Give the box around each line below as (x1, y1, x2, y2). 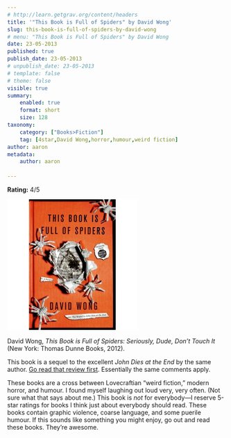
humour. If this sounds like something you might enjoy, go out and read (7, 416, 210, 424)
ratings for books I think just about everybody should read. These (19, 401, 207, 409)
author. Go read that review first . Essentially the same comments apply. (7, 366, 211, 373)
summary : (7, 92, 33, 99)
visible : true (7, 84, 49, 92)
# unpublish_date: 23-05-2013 (7, 63, 95, 70)
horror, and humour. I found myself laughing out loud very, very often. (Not (7, 386, 221, 394)
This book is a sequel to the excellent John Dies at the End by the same (7, 358, 212, 366)
